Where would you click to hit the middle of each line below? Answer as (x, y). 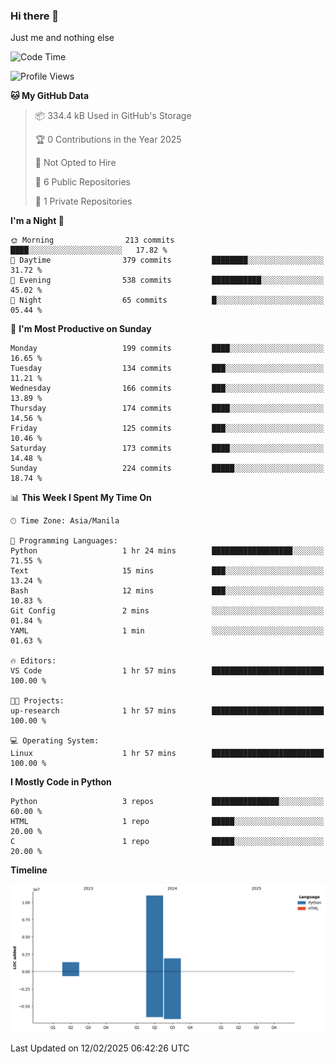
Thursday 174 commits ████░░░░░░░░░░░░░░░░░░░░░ (167, 409)
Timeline (29, 870)
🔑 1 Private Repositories (83, 201)
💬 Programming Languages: (64, 541)
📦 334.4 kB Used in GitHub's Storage (113, 116)
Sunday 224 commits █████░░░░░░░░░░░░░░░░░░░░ (167, 469)
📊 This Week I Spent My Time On (81, 498)
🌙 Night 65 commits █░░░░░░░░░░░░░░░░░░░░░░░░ (167, 300)
